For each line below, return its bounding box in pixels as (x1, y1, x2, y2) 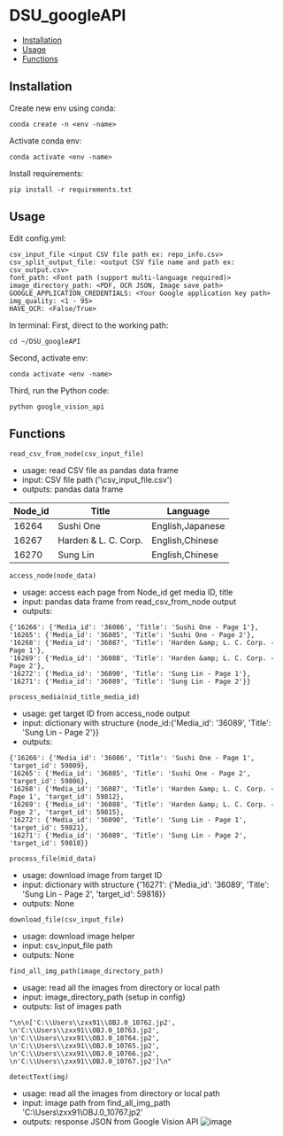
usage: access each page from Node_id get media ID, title (21, 587, 233, 598)
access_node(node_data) (9, 572, 97, 580)
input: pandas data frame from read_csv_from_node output (21, 596, 237, 607)
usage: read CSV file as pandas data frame (21, 465, 180, 476)
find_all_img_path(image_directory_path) (9, 967, 164, 976)
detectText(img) (9, 1073, 69, 1082)
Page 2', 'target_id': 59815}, (9, 808, 125, 817)
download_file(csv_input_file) (9, 915, 125, 924)
